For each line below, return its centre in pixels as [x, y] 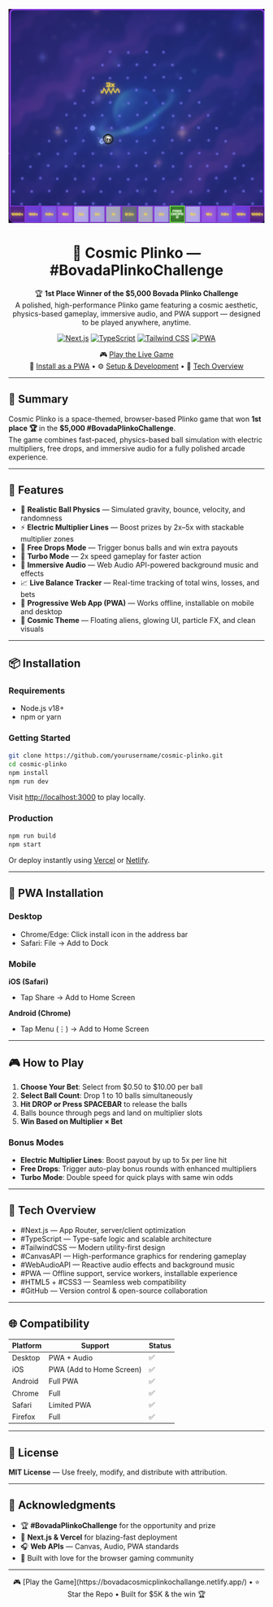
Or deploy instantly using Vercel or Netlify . [79, 860]
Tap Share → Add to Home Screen [78, 997]
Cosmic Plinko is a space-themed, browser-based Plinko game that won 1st [135, 419]
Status [160, 1346]
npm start [25, 845]
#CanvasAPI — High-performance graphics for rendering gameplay [133, 1256]
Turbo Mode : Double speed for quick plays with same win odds [127, 1177]
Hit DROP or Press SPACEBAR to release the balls [104, 1104]
